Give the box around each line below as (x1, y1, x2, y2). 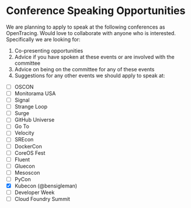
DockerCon (14, 143, 42, 150)
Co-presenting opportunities (14, 47, 84, 54)
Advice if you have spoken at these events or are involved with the (14, 53, 175, 60)
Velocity (14, 130, 34, 137)
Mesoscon (14, 169, 40, 176)
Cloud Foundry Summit (14, 196, 70, 202)
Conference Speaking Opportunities (6, 4, 186, 18)
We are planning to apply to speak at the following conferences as (6, 23, 165, 30)
